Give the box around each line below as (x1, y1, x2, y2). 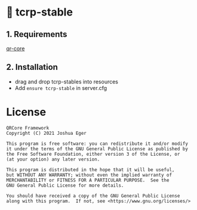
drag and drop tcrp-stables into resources (14, 78, 118, 85)
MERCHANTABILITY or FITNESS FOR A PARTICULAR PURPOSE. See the (6, 177, 170, 183)
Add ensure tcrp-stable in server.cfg (14, 84, 107, 91)
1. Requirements (6, 29, 67, 39)
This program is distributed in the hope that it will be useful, (6, 166, 175, 172)
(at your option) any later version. (6, 156, 100, 162)
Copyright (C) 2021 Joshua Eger (6, 130, 87, 136)
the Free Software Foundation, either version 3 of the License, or (6, 151, 180, 157)
